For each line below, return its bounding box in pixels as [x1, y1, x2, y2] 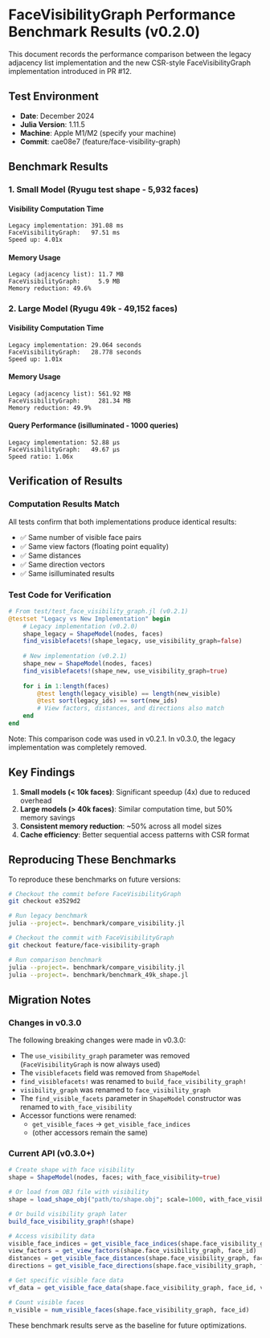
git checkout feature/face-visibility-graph [8, 941, 160, 949]
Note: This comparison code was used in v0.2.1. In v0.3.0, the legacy [8, 734, 235, 743]
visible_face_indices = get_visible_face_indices [8, 1239, 178, 1247]
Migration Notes [8, 992, 91, 1006]
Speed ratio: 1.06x [8, 452, 74, 460]
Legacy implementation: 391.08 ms [8, 222, 125, 230]
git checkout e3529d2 [8, 898, 81, 906]
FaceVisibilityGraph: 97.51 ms [8, 229, 121, 237]
